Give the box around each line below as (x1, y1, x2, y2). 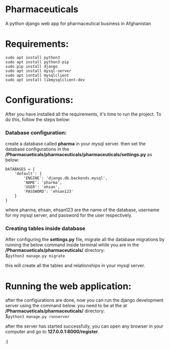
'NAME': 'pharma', (23, 180, 62, 185)
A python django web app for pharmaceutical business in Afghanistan (5, 20, 151, 26)
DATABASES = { (5, 167, 36, 172)
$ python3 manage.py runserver (5, 313, 70, 319)
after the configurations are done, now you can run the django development (5, 297, 164, 303)
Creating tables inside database (5, 225, 86, 232)
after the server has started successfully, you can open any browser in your (5, 323, 164, 329)
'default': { (14, 171, 42, 177)
